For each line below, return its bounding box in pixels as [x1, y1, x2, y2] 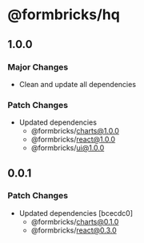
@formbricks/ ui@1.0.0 [30, 143, 105, 153]
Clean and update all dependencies [18, 79, 137, 89]
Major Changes [7, 62, 69, 73]
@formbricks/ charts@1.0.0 [30, 126, 119, 136]
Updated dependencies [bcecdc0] [18, 208, 134, 217]
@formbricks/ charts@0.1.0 [30, 217, 119, 226]
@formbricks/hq [7, 6, 121, 24]
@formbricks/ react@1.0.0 [30, 134, 116, 145]
